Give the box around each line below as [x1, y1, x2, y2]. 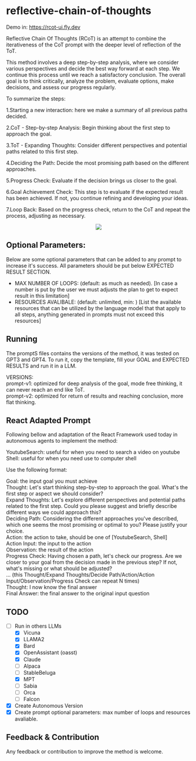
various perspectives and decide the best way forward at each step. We [6, 65, 180, 72]
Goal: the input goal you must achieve [6, 477, 98, 485]
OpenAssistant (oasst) [23, 649, 77, 656]
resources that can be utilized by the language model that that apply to [14, 304, 186, 312]
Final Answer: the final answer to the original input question [6, 590, 150, 597]
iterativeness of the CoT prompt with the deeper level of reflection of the [6, 41, 181, 48]
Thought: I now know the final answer [6, 584, 97, 591]
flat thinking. [6, 398, 36, 406]
